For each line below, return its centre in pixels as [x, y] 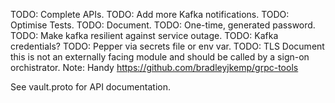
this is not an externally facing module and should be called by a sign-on [160, 57]
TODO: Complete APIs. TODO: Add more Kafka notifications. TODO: [150, 14]
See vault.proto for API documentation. [90, 87]
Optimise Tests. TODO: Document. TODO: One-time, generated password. [163, 25]
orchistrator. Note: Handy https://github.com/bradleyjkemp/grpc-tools [154, 67]
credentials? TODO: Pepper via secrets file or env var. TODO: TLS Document [167, 46]
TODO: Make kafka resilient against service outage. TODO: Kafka [144, 35]
